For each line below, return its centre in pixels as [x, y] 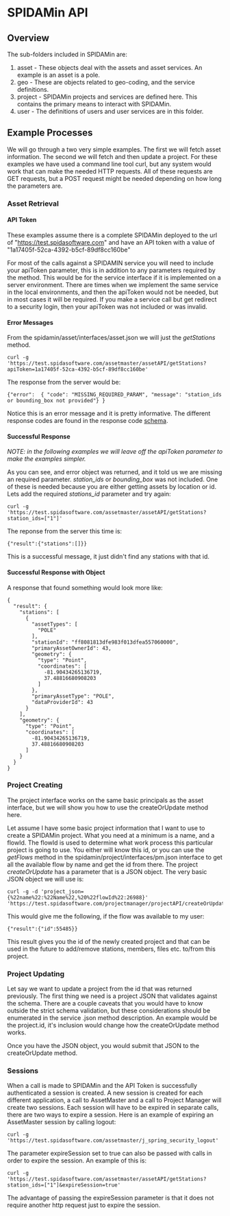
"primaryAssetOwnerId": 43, [72, 648]
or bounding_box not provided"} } [56, 401]
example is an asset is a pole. [59, 75]
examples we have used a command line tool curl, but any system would [109, 164]
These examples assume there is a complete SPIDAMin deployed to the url [112, 235]
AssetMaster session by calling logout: [62, 1122]
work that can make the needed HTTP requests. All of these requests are [110, 171]
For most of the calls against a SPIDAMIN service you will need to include [111, 263]
